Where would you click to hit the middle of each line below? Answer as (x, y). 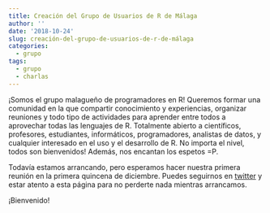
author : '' (27, 24)
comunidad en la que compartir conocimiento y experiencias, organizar (128, 108)
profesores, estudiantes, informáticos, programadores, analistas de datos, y (135, 134)
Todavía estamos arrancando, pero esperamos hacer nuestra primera (124, 167)
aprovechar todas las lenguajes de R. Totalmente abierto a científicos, (125, 125)
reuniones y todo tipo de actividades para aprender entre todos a (117, 117)
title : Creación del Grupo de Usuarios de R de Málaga (103, 16)
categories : (28, 46)
